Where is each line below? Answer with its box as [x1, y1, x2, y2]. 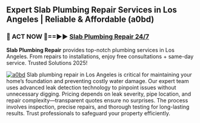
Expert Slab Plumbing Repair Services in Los [6, 5, 178, 15]
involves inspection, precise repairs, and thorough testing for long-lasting [6, 103, 190, 110]
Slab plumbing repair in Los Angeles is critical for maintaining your [26, 71, 192, 78]
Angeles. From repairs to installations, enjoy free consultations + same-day [6, 53, 194, 60]
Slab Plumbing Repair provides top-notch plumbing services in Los [6, 46, 175, 53]
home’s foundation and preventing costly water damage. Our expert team [6, 77, 189, 84]
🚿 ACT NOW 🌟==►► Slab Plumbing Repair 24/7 [6, 33, 150, 41]
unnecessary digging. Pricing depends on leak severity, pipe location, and [6, 90, 192, 98]
